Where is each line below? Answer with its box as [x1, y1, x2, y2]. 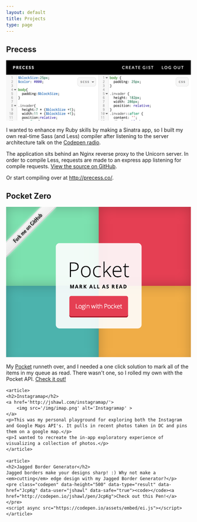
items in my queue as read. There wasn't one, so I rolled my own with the [6, 369, 183, 376]
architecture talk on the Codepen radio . [6, 139, 101, 146]
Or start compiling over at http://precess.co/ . [6, 174, 114, 181]
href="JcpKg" [6, 487, 38, 493]
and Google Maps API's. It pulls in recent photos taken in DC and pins [6, 423, 188, 429]
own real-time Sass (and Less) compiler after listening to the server [6, 132, 169, 139]
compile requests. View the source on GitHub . [6, 162, 117, 170]
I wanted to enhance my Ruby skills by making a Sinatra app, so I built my [6, 126, 184, 133]
